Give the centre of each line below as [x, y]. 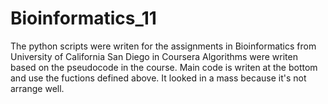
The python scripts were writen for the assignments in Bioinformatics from [163, 46]
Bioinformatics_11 [83, 18]
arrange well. [37, 88]
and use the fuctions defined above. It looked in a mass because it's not [158, 78]
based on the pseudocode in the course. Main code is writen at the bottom [164, 67]
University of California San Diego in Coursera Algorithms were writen [154, 56]
